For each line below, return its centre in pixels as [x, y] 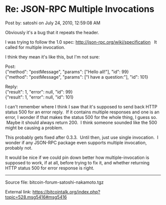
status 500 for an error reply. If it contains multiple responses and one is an [82, 112]
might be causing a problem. [34, 128]
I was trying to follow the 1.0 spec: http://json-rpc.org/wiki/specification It [81, 42]
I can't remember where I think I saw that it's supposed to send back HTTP [81, 106]
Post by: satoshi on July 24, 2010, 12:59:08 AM [53, 23]
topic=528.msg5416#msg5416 [36, 197]
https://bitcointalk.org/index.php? [66, 192]
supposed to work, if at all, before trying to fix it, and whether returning [77, 162]
